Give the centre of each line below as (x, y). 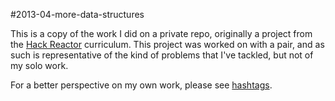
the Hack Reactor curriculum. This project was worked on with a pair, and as (167, 44)
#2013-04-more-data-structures (77, 14)
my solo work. (39, 65)
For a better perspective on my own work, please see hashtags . (141, 85)
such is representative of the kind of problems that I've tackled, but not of (162, 55)
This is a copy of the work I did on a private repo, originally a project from (161, 33)
